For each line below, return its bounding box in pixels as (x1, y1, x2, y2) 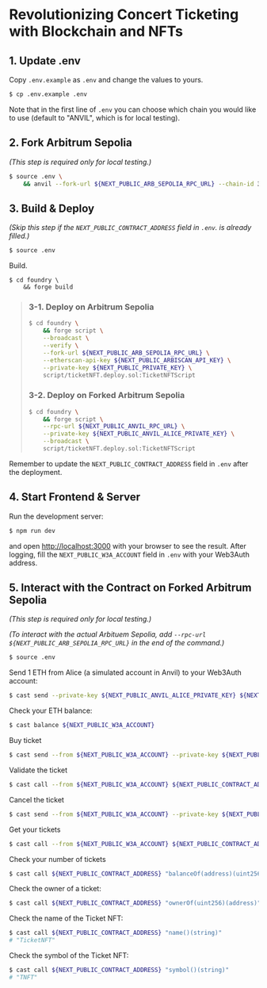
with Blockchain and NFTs (9, 22, 184, 40)
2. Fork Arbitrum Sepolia (9, 136, 133, 150)
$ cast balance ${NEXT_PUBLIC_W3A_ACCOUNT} (9, 722, 155, 730)
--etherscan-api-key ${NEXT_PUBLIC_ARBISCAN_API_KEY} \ (43, 356, 231, 364)
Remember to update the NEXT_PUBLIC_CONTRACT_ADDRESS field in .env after (9, 458, 249, 469)
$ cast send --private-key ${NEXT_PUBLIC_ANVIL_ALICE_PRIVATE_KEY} (9, 691, 237, 699)
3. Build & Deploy (9, 201, 94, 215)
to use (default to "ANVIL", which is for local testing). (9, 113, 181, 122)
